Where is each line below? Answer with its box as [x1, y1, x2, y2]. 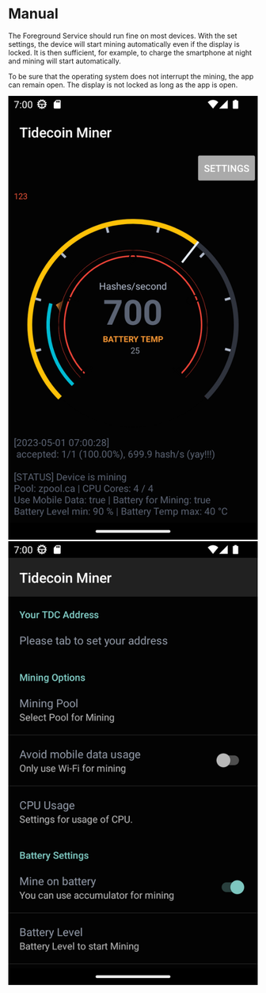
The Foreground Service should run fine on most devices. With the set [8, 31, 237, 40]
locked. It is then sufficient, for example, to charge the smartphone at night [8, 48, 252, 57]
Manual [8, 5, 59, 23]
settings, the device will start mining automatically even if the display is [8, 39, 240, 48]
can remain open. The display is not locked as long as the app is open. [8, 80, 238, 90]
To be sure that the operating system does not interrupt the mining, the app [8, 71, 254, 81]
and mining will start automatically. [8, 56, 121, 66]
